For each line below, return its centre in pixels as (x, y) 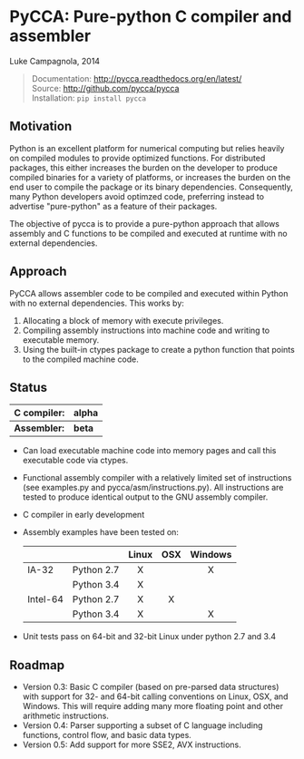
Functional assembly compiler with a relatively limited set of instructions (157, 478)
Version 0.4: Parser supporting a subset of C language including (142, 725)
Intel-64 (45, 599)
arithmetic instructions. (65, 716)
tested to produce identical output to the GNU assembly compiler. (145, 497)
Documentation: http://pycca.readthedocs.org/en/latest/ (137, 78)
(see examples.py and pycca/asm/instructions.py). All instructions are (153, 488)
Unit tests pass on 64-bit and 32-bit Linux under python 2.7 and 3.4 (149, 637)
